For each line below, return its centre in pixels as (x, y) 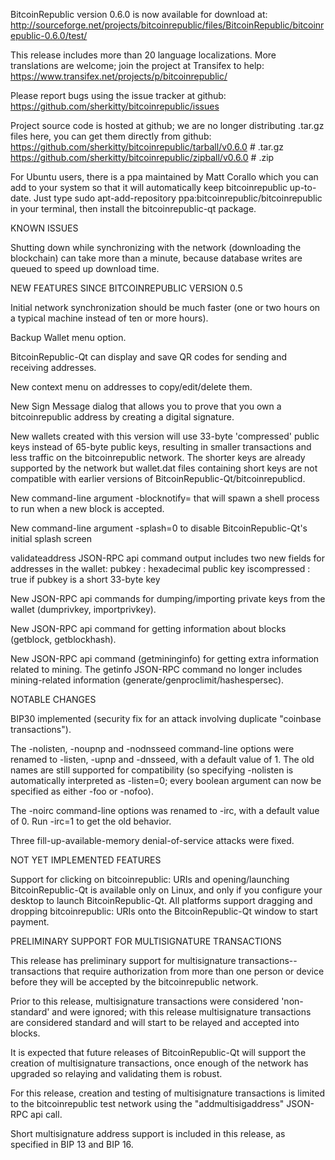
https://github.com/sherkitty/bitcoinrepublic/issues (115, 106)
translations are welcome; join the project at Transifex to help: (137, 65)
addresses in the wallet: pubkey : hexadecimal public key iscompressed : (160, 568)
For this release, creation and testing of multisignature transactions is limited (167, 1093)
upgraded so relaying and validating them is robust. (116, 1073)
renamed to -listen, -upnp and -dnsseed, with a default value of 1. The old (162, 759)
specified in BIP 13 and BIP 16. (72, 1144)
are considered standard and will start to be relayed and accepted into (155, 1022)
